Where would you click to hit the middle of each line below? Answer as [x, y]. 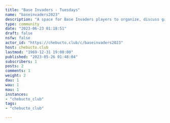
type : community [22, 24]
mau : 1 [12, 89]
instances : [17, 94]
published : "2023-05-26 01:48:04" [42, 57]
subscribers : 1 [21, 61]
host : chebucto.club [27, 47]
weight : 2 [16, 76]
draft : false [19, 33]
